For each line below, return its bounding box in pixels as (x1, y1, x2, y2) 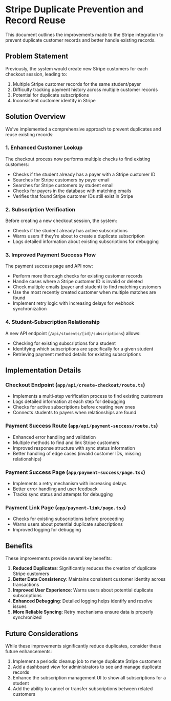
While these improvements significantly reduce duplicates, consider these (5, 642, 162, 649)
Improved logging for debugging (12, 527, 81, 533)
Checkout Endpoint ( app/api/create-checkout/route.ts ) (5, 381, 145, 389)
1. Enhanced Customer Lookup (5, 144, 83, 151)
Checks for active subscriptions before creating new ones (12, 404, 136, 410)
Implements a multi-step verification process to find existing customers (12, 393, 163, 399)
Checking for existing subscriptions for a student (12, 340, 116, 346)
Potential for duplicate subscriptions (12, 91, 90, 98)
